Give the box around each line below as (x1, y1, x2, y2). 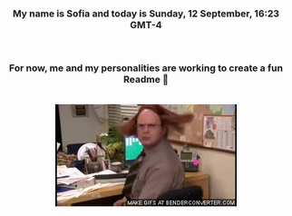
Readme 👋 (123, 74, 169, 86)
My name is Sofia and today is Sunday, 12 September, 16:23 (12, 7, 280, 20)
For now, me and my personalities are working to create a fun (8, 62, 284, 74)
